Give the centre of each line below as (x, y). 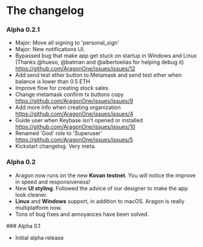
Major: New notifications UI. (50, 49)
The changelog (45, 11)
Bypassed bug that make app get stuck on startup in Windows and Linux (106, 56)
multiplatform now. (38, 207)
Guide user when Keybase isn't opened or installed (79, 120)
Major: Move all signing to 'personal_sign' (67, 43)
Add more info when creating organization (68, 108)
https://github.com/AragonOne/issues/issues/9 (74, 101)
